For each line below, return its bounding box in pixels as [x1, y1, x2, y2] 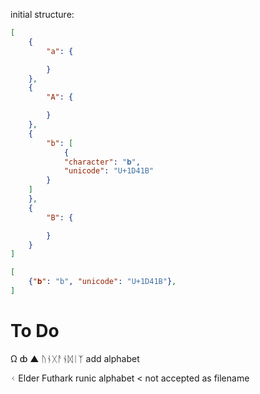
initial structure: [10, 9, 75, 20]
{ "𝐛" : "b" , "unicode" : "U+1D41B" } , [28, 277, 177, 287]
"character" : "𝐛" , [63, 157, 141, 167]
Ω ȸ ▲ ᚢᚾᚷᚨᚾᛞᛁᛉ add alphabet [10, 352, 140, 364]
